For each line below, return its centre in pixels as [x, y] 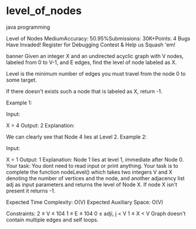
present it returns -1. [31, 191]
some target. [21, 80]
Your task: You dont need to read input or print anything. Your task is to [92, 166]
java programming [28, 27]
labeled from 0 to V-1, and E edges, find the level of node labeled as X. [92, 62]
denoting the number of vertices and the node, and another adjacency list [95, 178]
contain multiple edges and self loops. [52, 220]
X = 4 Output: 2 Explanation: [40, 125]
